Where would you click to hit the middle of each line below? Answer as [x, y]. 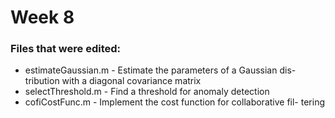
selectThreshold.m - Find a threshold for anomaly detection [147, 92]
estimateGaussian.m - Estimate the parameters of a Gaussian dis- [160, 70]
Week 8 [42, 17]
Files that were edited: [65, 49]
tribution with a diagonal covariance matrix [113, 81]
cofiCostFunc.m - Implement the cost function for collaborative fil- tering [175, 102]
